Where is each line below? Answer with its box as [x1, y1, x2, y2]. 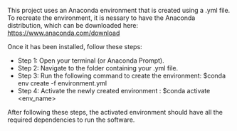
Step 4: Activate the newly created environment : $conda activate [17, 87, 211, 95]
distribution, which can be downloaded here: [7, 21, 139, 29]
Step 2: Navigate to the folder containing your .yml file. [17, 64, 179, 72]
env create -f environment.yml [17, 79, 107, 88]
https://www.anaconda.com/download [7, 28, 120, 37]
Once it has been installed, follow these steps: [7, 43, 142, 51]
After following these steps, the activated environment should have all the [7, 108, 223, 116]
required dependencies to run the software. [7, 115, 135, 124]
